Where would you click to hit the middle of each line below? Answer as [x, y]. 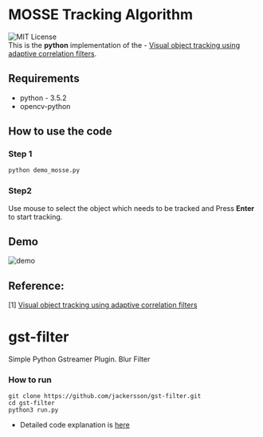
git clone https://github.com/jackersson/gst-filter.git [105, 396]
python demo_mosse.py [44, 170]
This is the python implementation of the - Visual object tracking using [124, 45]
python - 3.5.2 [43, 98]
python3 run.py [33, 410]
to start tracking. [35, 217]
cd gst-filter [32, 404]
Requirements [44, 78]
